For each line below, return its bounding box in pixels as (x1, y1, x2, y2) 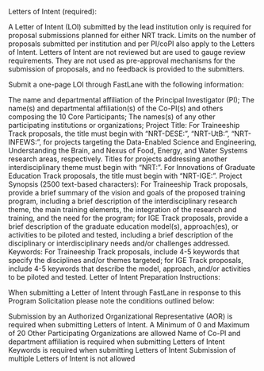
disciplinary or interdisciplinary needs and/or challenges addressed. (8, 238, 230, 248)
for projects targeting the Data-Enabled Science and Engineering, (43, 137, 257, 146)
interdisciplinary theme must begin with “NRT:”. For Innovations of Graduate (8, 163, 255, 172)
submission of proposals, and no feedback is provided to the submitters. (8, 64, 245, 74)
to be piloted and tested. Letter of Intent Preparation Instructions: (8, 272, 220, 281)
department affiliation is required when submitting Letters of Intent (8, 337, 225, 346)
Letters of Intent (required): (8, 7, 98, 16)
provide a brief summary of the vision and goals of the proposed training (8, 188, 246, 197)
